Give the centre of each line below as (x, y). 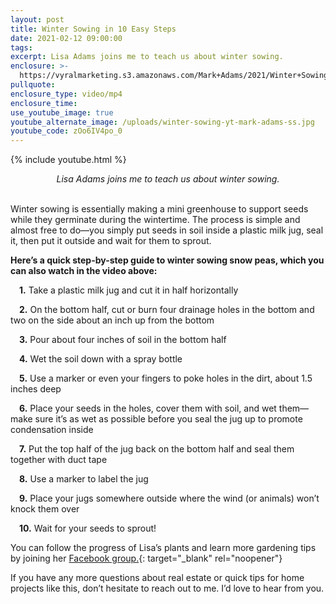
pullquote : (33, 85)
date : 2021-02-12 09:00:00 (66, 38)
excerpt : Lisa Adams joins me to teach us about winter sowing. (147, 57)
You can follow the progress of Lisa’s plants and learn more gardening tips (163, 548)
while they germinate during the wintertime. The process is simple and (155, 220)
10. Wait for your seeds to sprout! (88, 528)
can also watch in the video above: (84, 271)
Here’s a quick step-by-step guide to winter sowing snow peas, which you (167, 260)
